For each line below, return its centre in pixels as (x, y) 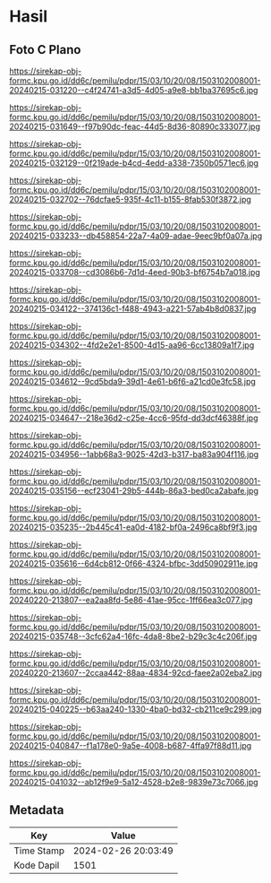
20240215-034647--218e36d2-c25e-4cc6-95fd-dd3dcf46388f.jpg (134, 418)
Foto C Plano (45, 50)
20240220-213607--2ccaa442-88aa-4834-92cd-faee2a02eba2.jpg (135, 673)
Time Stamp (39, 851)
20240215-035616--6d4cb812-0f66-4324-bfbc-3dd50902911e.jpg (134, 563)
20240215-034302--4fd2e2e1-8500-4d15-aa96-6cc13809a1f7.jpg (132, 345)
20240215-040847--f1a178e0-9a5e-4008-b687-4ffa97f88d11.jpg (131, 745)
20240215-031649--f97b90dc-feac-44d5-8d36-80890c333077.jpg (135, 126)
